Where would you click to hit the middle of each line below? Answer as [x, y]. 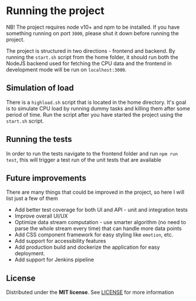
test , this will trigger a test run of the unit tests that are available [84, 160]
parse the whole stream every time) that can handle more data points [98, 229]
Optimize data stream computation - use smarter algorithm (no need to [100, 222]
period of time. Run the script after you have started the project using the [94, 114]
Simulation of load [40, 88]
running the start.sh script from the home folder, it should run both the [92, 57]
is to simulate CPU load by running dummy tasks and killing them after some [98, 108]
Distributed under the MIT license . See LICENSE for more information [90, 292]
